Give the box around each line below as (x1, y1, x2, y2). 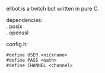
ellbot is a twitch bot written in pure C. (6, 5, 100, 12)
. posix (6, 23, 23, 30)
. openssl (6, 29, 28, 36)
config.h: (6, 41, 28, 47)
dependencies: (6, 17, 43, 23)
